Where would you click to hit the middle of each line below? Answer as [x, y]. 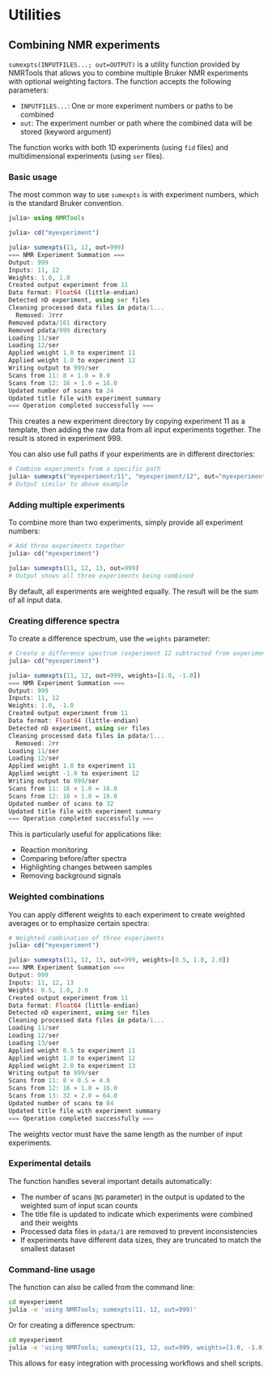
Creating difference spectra [64, 620]
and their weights [49, 1223]
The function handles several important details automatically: [110, 1181]
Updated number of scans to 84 [61, 1103]
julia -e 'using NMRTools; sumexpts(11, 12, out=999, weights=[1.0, [126, 1348]
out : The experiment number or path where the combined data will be [136, 123]
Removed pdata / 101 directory [57, 323]
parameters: [29, 90]
